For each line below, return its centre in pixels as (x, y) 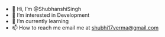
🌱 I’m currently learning (40, 21)
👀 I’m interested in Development (51, 15)
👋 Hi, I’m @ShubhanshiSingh (46, 9)
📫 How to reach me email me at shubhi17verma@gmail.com (85, 28)
